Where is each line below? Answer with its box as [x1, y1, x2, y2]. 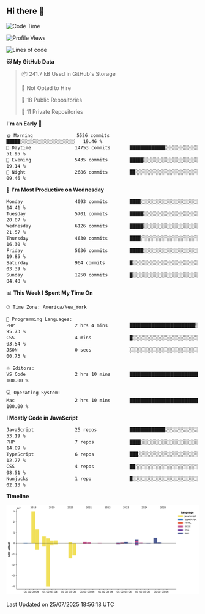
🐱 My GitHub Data [6, 57, 55, 65]
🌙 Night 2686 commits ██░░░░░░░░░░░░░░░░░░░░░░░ [6, 169, 199, 175]
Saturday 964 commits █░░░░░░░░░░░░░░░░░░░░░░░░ [6, 259, 199, 266]
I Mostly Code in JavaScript [6, 414, 78, 421]
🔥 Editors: [6, 365, 35, 371]
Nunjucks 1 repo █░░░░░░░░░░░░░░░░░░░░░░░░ [6, 475, 199, 482]
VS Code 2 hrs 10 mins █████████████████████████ [6, 371, 199, 377]
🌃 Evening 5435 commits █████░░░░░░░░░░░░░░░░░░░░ [6, 157, 199, 163]
